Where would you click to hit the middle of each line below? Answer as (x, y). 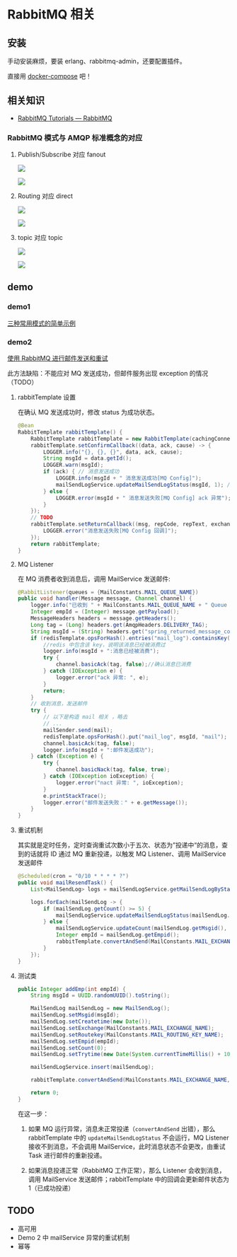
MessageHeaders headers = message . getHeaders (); (104, 619)
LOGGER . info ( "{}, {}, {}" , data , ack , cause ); (113, 452)
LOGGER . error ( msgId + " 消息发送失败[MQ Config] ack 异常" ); (143, 498)
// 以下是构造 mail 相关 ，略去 (86, 717)
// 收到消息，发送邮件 (59, 704)
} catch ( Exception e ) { (67, 757)
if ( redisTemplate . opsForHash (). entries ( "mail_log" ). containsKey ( (131, 638)
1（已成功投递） (51, 1188)
